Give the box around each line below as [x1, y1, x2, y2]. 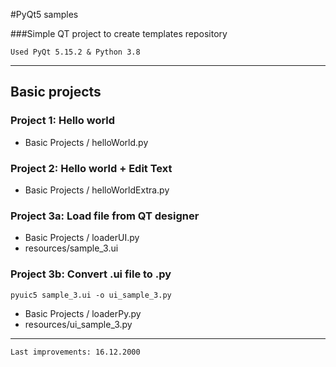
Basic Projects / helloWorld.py [24, 136, 149, 148]
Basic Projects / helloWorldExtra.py [24, 184, 170, 196]
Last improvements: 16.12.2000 [10, 347, 141, 357]
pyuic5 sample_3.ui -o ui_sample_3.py [10, 290, 172, 300]
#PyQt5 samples [10, 9, 79, 20]
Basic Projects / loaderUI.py [24, 232, 140, 244]
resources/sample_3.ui [24, 242, 119, 254]
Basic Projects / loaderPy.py [24, 307, 142, 319]
